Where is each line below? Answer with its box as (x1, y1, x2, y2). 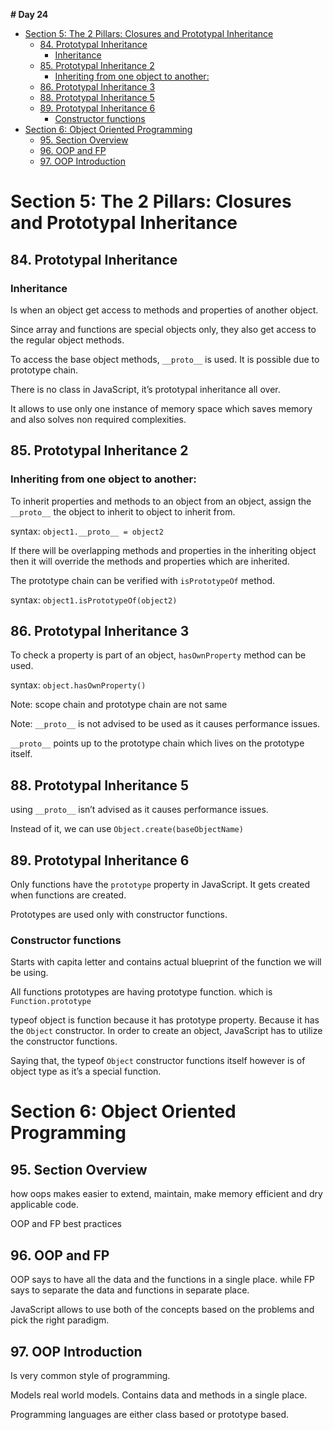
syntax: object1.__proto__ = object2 (10, 525, 164, 537)
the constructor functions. (10, 1035, 118, 1048)
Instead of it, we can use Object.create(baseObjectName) (10, 823, 244, 835)
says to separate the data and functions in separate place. (10, 1284, 250, 1296)
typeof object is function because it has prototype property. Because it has (10, 1014, 320, 1026)
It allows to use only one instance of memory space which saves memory (10, 402, 313, 414)
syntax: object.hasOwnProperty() (10, 679, 147, 691)
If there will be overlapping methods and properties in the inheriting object (10, 544, 317, 556)
